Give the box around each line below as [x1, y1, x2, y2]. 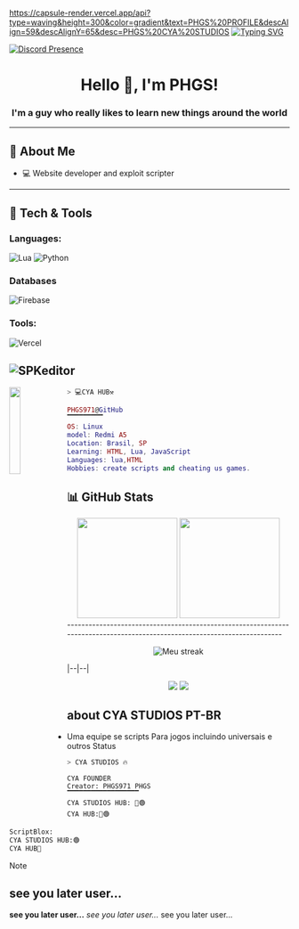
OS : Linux [66, 422, 104, 431]
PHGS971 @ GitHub [66, 405, 124, 415]
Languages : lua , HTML [66, 455, 143, 464]
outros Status [66, 741, 117, 752]
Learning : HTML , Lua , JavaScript [66, 447, 191, 456]
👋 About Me [9, 143, 76, 159]
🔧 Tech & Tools [9, 205, 93, 221]
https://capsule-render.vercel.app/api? [9, 8, 151, 18]
